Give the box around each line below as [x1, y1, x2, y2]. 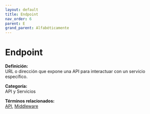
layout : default [5, 7, 38, 12]
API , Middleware [5, 103, 38, 109]
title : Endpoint [5, 12, 38, 17]
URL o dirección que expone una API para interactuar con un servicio [5, 69, 146, 75]
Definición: [5, 63, 29, 69]
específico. [5, 74, 28, 79]
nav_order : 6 [5, 16, 32, 21]
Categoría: [5, 83, 28, 89]
